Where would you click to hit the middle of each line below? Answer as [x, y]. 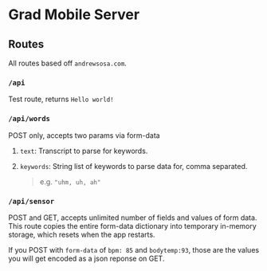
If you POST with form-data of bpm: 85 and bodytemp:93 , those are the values [134, 249]
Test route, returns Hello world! [61, 99]
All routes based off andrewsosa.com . [68, 63]
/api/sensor [31, 201]
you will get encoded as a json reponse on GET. [86, 258]
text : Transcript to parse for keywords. [84, 151]
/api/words [29, 119]
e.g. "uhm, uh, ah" [70, 182]
